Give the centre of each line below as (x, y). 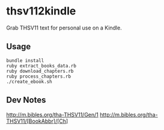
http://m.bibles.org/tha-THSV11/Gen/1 (53, 114)
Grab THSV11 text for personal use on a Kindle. (64, 28)
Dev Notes (26, 100)
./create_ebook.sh (29, 82)
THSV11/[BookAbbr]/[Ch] (37, 121)
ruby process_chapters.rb (38, 76)
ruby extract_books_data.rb (41, 66)
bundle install (25, 60)
